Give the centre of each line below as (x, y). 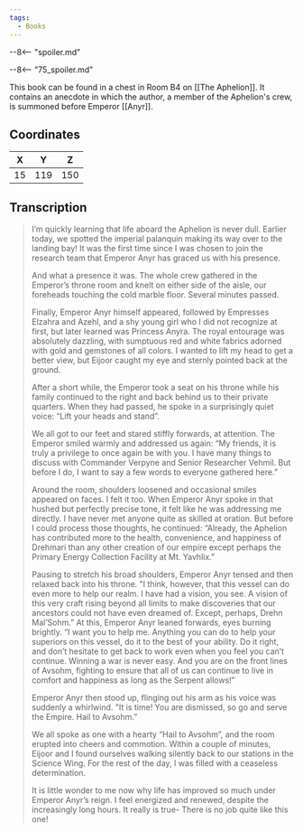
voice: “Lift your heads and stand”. (96, 416)
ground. (46, 370)
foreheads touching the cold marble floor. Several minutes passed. (155, 295)
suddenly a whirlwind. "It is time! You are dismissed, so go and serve (159, 707)
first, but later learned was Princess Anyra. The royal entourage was (158, 332)
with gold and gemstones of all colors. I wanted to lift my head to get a (162, 351)
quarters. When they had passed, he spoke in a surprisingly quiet (152, 407)
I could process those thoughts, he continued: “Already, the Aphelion (159, 528)
